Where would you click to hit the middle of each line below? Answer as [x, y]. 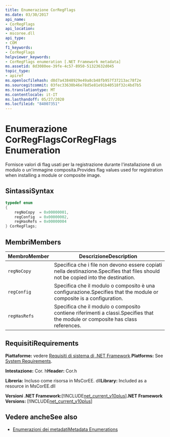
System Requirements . [29, 361]
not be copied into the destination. [95, 277]
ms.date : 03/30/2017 [27, 15]
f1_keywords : [19, 48]
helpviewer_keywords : [28, 57]
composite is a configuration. [89, 298]
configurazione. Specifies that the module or [106, 292]
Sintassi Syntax [30, 191]
